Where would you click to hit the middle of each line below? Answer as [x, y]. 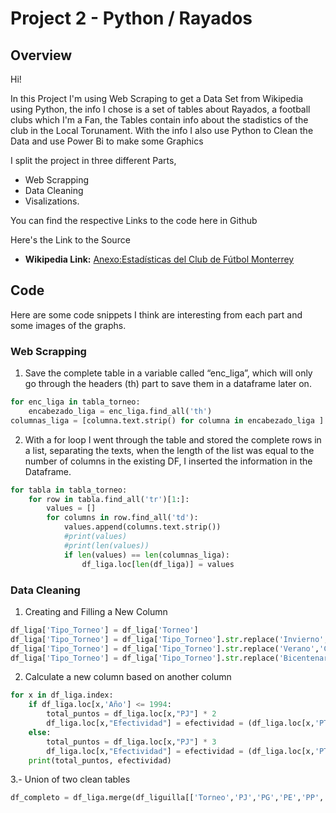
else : [40, 732]
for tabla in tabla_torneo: [69, 490]
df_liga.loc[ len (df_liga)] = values [158, 564]
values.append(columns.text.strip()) [142, 527]
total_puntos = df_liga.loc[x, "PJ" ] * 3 [131, 742]
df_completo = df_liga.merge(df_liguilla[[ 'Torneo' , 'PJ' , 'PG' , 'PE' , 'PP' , [167, 798]
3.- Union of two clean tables [70, 779]
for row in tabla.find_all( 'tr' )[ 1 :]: [109, 499]
